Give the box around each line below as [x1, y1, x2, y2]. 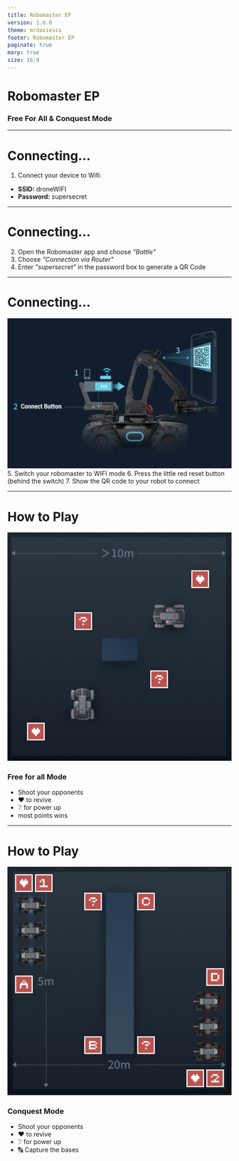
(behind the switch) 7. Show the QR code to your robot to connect [7, 477, 200, 486]
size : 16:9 [7, 57, 40, 64]
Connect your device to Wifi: [17, 171, 102, 179]
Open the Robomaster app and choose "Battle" [17, 248, 156, 256]
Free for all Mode [7, 772, 68, 782]
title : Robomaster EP [7, 11, 72, 19]
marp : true [7, 49, 40, 56]
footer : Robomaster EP [7, 34, 75, 41]
